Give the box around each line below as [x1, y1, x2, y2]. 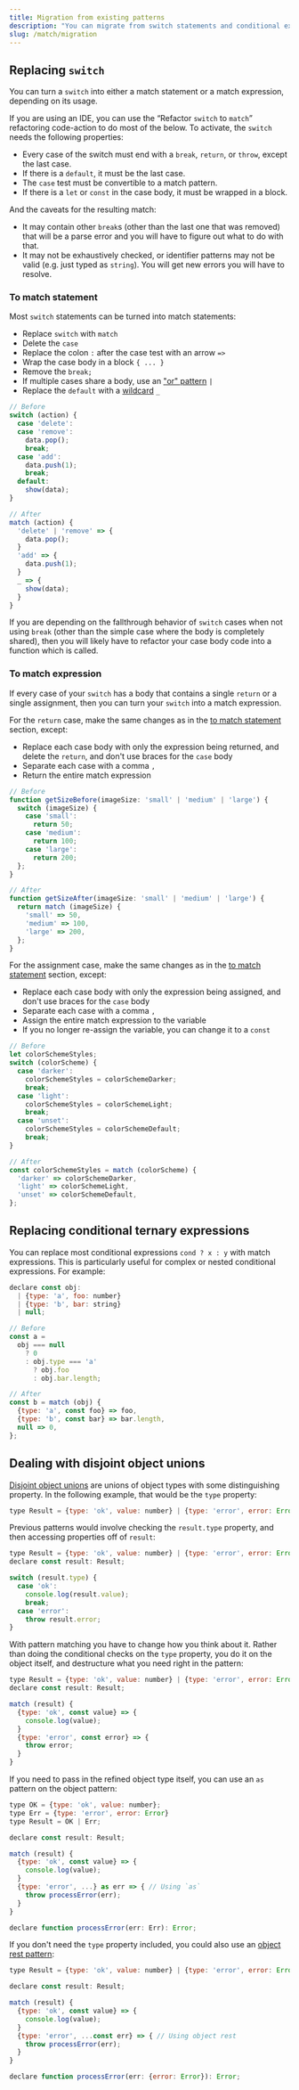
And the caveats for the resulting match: [9, 204, 158, 215]
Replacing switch [9, 62, 105, 78]
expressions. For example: [9, 1266, 106, 1277]
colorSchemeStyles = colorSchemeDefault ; [25, 1124, 181, 1134]
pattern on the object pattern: [9, 1784, 117, 1794]
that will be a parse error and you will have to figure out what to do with [21, 231, 284, 241]
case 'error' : [17, 1606, 69, 1615]
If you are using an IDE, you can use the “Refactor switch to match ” [9, 113, 254, 124]
